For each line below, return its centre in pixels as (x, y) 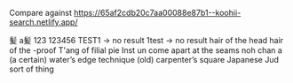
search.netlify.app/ (44, 22)
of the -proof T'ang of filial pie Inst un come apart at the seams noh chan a (146, 50)
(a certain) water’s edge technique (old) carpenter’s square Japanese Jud (144, 60)
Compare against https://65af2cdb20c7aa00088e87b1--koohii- (125, 13)
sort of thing (32, 69)
